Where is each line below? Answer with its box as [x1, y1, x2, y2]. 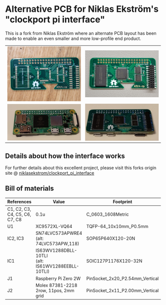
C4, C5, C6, [7, 211, 31, 217]
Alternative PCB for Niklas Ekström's [5, 3, 159, 15]
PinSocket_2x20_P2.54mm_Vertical [86, 275, 159, 281]
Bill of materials [5, 184, 54, 193]
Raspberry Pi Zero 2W [35, 275, 81, 281]
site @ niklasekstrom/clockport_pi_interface [5, 170, 95, 176]
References [7, 199, 32, 205]
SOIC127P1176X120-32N [86, 258, 142, 264]
